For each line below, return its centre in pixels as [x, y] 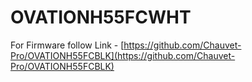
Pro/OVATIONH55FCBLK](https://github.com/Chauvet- [123, 55]
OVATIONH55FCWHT [101, 17]
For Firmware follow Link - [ [67, 45]
